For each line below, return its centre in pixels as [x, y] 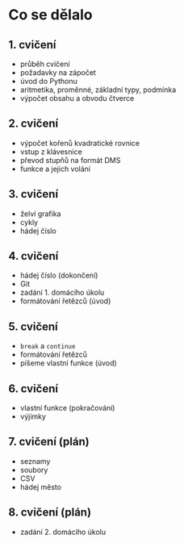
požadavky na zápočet [58, 73]
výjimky [33, 416]
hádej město [41, 487]
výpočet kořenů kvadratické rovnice [79, 143]
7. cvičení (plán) [49, 442]
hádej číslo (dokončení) [59, 275]
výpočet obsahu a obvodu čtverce [77, 98]
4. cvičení [33, 256]
